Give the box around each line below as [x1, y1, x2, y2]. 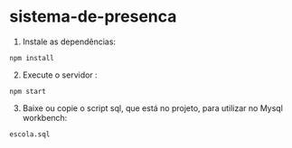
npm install [9, 53, 54, 62]
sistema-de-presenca [9, 6, 177, 27]
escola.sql [9, 129, 51, 139]
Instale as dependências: [22, 36, 116, 47]
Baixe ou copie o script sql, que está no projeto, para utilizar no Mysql [22, 102, 283, 114]
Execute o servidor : [22, 69, 98, 80]
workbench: [22, 112, 68, 123]
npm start [9, 87, 47, 96]
